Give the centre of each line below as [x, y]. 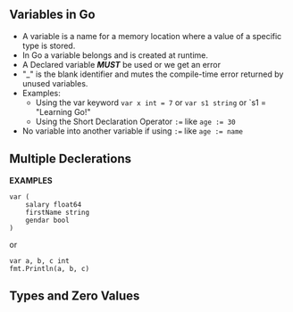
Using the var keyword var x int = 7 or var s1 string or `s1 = [151, 103]
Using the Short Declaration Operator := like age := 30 [135, 121]
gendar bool [47, 220]
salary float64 [54, 204]
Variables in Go [52, 15]
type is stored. [49, 45]
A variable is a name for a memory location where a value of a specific [152, 36]
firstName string [58, 212]
